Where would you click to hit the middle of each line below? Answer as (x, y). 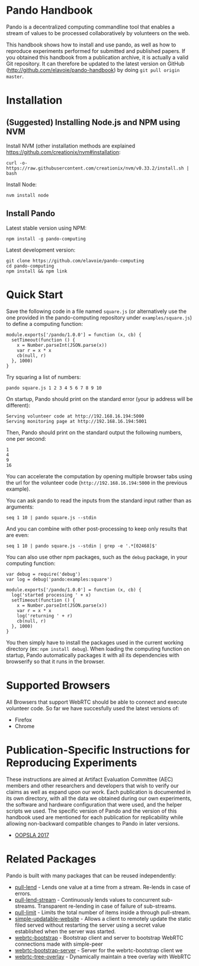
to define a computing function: (44, 324)
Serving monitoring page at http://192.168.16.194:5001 (76, 421)
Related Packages (51, 859)
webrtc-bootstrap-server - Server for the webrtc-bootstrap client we (99, 950)
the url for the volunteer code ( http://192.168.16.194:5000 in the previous (97, 482)
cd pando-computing (30, 266)
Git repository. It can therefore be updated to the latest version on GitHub (95, 64)
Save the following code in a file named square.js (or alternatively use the (97, 311)
